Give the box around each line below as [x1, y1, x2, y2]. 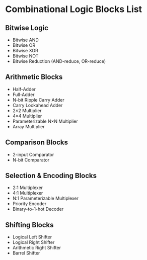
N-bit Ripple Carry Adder [12, 97, 64, 103]
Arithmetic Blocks [5, 73, 63, 81]
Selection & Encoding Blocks [5, 171, 97, 180]
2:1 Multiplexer [12, 185, 43, 191]
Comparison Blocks [5, 138, 68, 147]
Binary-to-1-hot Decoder [12, 206, 64, 212]
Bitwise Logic [5, 24, 49, 32]
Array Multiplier [12, 123, 45, 129]
